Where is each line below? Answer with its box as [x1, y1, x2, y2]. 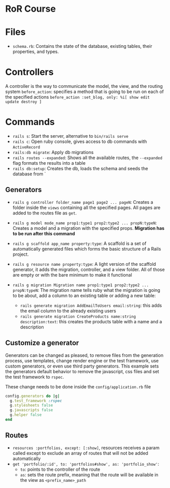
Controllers [5, 67, 54, 78]
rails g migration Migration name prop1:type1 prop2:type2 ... [12, 283, 149, 288]
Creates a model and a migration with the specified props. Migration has [12, 225, 164, 231]
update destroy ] [5, 100, 42, 105]
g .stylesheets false [10, 403, 53, 408]
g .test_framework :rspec [10, 398, 62, 403]
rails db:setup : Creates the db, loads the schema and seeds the [12, 166, 148, 171]
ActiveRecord [12, 145, 40, 150]
